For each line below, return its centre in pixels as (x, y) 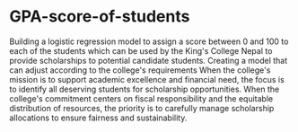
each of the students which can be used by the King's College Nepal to (141, 50)
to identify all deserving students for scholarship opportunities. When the (145, 89)
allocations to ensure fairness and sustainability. (98, 118)
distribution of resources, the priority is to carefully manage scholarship (142, 108)
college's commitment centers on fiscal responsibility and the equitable (141, 98)
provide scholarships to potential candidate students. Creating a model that (149, 60)
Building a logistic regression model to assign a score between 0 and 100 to (149, 41)
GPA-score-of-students (100, 17)
